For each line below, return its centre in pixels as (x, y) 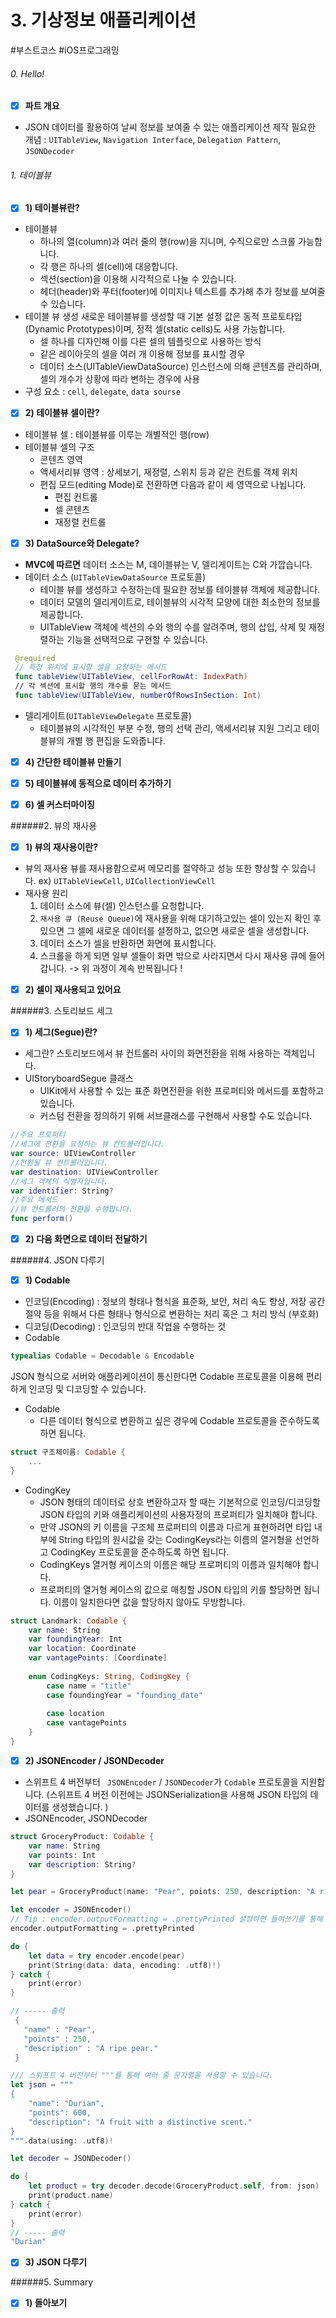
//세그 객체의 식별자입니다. (59, 1181)
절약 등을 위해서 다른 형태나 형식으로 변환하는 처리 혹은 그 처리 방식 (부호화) (172, 1314)
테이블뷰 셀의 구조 (59, 447)
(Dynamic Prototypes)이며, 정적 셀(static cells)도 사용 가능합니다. (155, 329)
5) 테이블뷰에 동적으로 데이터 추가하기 (98, 783)
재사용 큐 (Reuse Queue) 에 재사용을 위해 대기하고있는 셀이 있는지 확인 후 (180, 918)
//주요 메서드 (34, 1200)
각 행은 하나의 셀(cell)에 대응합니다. (108, 267)
